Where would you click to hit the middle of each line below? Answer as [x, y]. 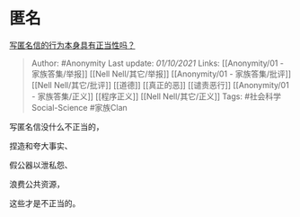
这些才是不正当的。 [45, 203]
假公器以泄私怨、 [41, 165]
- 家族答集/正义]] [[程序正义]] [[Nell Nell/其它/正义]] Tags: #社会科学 [156, 96]
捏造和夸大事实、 [41, 146]
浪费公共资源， [37, 184]
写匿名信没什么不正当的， [57, 126]
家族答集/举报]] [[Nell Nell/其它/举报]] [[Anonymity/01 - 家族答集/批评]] [161, 74]
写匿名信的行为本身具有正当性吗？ [72, 45]
